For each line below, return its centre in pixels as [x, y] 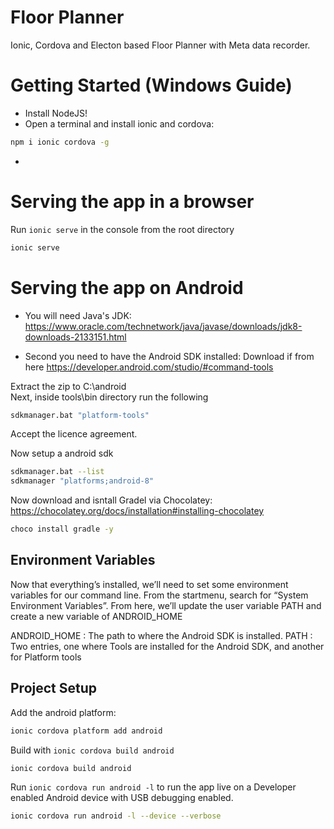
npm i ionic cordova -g [60, 142]
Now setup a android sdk [62, 453]
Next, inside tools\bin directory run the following [109, 397]
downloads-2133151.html [75, 337]
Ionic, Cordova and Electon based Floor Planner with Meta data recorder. [160, 45]
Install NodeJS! [56, 113]
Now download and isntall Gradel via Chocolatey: [111, 500]
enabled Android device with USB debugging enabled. [122, 798]
